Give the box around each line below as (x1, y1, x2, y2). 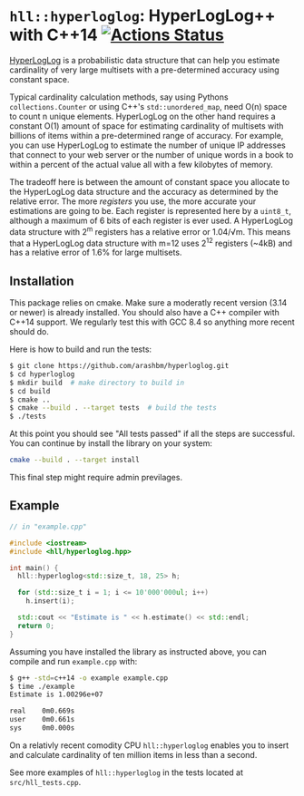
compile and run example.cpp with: (9, 655, 138, 666)
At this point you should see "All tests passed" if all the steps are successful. (9, 428, 296, 440)
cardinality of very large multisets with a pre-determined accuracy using (9, 64, 279, 75)
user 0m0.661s (9, 715, 75, 724)
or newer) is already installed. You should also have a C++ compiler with (9, 307, 279, 318)
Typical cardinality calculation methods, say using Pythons (9, 92, 229, 102)
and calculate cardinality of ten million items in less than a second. (9, 749, 258, 760)
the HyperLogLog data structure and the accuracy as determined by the (9, 186, 279, 197)
